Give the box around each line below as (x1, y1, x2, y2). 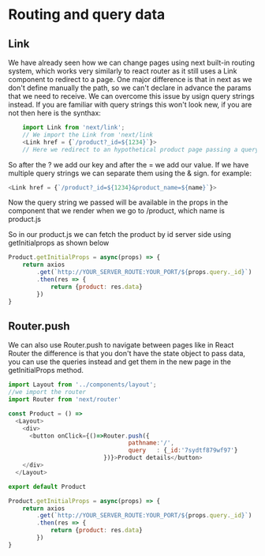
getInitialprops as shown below (8, 239, 110, 248)
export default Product (8, 483, 87, 490)
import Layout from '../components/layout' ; (8, 381, 157, 389)
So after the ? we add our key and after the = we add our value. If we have (8, 160, 249, 169)
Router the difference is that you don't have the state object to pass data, (8, 349, 246, 359)
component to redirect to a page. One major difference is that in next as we (8, 75, 252, 84)
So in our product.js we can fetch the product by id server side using (8, 230, 231, 239)
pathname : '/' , (128, 439, 175, 447)
